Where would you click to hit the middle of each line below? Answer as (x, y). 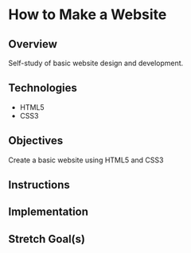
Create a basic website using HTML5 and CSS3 (86, 160)
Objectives (36, 141)
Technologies (43, 88)
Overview (33, 44)
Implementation (49, 212)
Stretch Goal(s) (47, 239)
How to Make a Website (88, 15)
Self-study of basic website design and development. (96, 63)
